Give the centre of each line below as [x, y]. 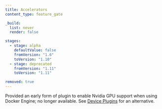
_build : [13, 23]
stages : [13, 41]
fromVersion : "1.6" [34, 54]
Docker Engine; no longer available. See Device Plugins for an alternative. [80, 101]
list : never [22, 27]
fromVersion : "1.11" [35, 68]
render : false [24, 32]
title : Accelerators [26, 10]
